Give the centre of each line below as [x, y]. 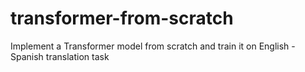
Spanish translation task [60, 56]
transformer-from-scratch [122, 18]
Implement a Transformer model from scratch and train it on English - [153, 46]
